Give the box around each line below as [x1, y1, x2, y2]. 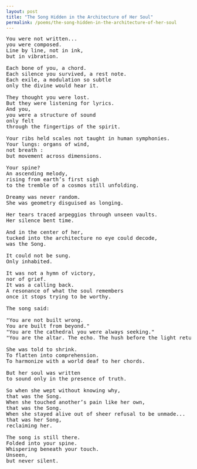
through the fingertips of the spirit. [6, 124, 121, 130]
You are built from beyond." [6, 323, 90, 329]
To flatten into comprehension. [6, 352, 99, 359]
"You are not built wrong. [6, 317, 84, 324]
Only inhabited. [6, 259, 53, 265]
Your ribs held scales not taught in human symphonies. [6, 135, 170, 142]
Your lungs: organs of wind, [6, 141, 90, 148]
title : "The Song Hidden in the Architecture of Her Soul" [6, 14, 154, 20]
